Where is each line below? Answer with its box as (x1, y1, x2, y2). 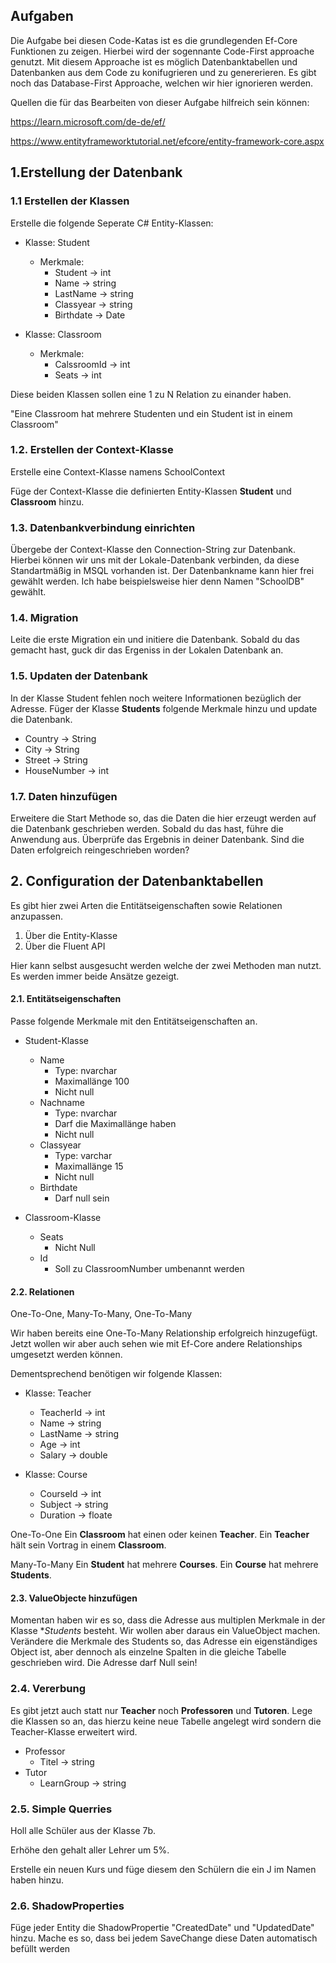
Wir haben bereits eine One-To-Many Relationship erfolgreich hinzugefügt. (10, 1327, 318, 1339)
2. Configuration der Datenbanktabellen (10, 873, 264, 890)
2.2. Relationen (10, 1285, 75, 1298)
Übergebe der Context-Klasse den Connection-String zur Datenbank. (10, 544, 297, 556)
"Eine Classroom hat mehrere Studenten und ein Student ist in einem (10, 407, 293, 419)
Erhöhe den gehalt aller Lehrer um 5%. (10, 1844, 170, 1856)
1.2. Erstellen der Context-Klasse (10, 443, 174, 457)
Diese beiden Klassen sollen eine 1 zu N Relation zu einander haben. (10, 388, 292, 400)
